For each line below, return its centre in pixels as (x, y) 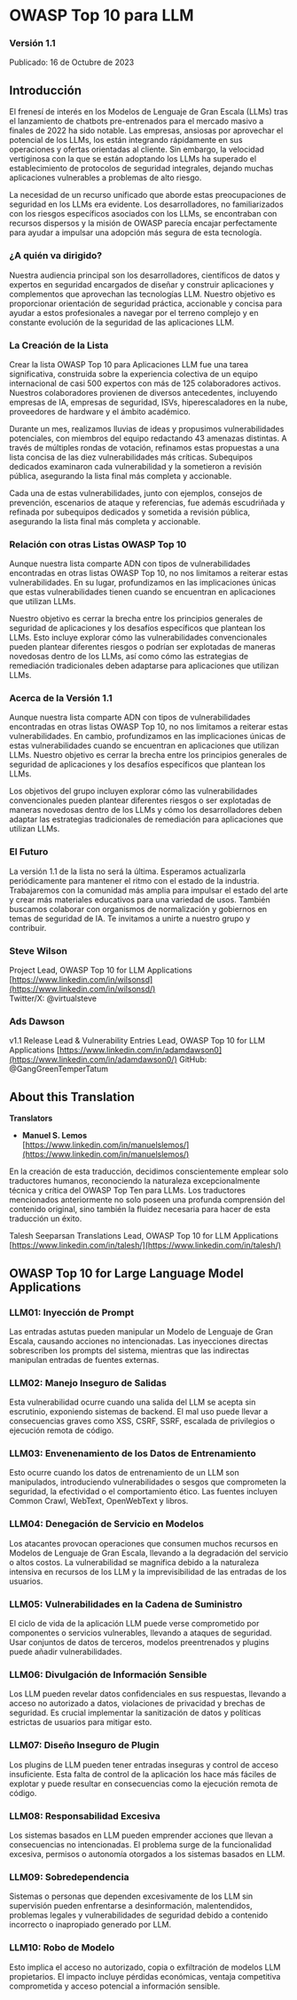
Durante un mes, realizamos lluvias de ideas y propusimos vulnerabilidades (147, 429)
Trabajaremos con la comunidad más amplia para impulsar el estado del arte (148, 890)
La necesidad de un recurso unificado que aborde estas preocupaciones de (148, 195)
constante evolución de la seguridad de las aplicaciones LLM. (122, 322)
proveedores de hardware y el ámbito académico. (100, 411)
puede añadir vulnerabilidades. (66, 1652)
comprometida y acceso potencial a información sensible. (115, 1986)
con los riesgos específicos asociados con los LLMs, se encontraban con (143, 214)
